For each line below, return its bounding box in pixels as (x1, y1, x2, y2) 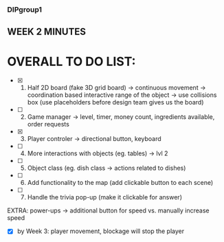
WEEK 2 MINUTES (7, 26, 86, 38)
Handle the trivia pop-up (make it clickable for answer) (27, 193, 182, 201)
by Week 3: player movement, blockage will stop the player (16, 227, 185, 235)
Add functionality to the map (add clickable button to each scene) (27, 179, 214, 187)
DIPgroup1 (7, 5, 43, 14)
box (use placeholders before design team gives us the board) (27, 98, 204, 107)
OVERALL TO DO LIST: (7, 54, 136, 69)
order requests (27, 120, 70, 129)
